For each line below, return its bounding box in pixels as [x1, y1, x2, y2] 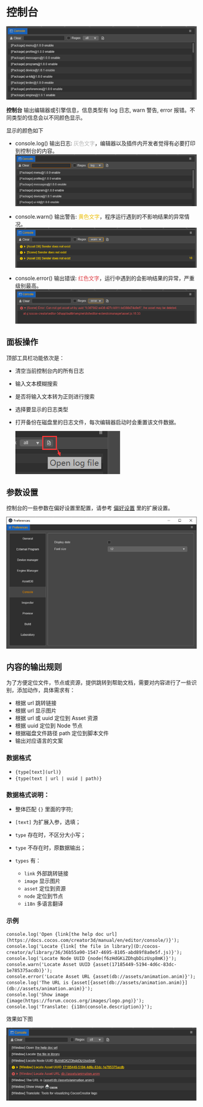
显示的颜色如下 [6, 126, 43, 134]
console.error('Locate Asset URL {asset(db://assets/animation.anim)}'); [6, 974, 196, 980]
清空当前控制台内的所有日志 [14, 367, 85, 374]
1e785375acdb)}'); [6, 968, 53, 974]
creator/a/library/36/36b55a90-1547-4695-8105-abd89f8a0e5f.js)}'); [6, 950, 182, 956]
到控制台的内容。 [14, 147, 58, 154]
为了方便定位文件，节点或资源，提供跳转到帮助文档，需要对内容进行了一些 [6, 679, 192, 686]
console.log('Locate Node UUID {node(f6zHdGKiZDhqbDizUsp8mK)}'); [6, 956, 177, 962]
